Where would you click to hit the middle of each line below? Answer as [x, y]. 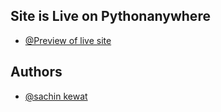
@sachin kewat [56, 96]
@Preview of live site [68, 40]
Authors [36, 72]
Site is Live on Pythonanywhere [110, 16]
